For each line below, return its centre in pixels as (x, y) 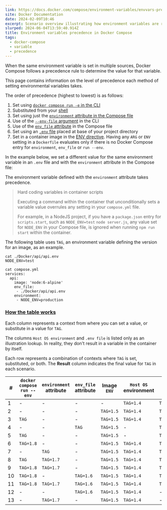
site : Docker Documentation (34, 14)
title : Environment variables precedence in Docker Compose (69, 33)
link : (11, 10)
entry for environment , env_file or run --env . (58, 147)
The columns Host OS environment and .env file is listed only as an (75, 338)
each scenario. (20, 369)
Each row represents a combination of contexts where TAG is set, (71, 358)
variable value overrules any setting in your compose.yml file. (79, 207)
